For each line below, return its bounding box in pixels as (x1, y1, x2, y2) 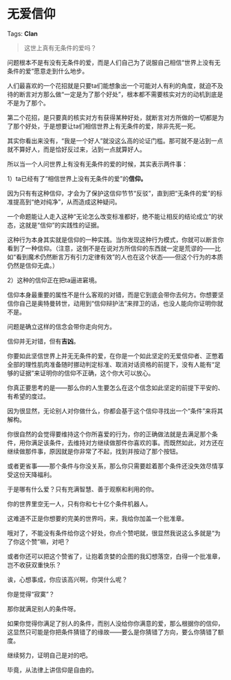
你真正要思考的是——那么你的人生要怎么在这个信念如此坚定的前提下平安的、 (7, 383, 224, 392)
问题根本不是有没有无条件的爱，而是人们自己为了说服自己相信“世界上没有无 (7, 58, 221, 66)
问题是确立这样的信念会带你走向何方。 (7, 322, 115, 330)
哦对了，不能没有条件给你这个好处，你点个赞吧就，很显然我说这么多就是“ (7, 529, 215, 537)
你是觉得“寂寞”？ (7, 590, 55, 598)
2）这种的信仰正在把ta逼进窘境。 (7, 276, 101, 284)
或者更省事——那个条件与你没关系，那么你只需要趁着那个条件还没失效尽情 (7, 462, 218, 470)
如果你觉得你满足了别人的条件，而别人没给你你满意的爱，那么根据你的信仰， (7, 619, 224, 627)
